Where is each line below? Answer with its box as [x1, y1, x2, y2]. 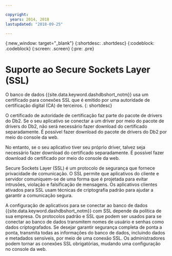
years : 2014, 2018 [10, 16, 50, 22]
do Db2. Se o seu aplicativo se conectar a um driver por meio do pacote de [5, 118, 164, 124]
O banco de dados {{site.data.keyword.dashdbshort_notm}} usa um [5, 92, 149, 98]
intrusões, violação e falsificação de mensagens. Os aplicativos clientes [5, 181, 158, 188]
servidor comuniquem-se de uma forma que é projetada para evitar [5, 176, 148, 182]
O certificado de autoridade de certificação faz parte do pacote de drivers [5, 113, 163, 119]
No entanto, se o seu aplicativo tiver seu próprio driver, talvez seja [5, 144, 145, 151]
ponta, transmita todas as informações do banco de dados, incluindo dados [5, 230, 165, 236]
